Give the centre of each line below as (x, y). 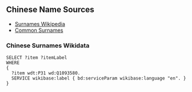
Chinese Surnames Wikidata (48, 45)
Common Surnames (39, 30)
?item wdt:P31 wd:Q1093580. (46, 73)
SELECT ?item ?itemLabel (37, 58)
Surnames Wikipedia (40, 24)
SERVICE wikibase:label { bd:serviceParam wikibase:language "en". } (99, 78)
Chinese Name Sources (50, 10)
